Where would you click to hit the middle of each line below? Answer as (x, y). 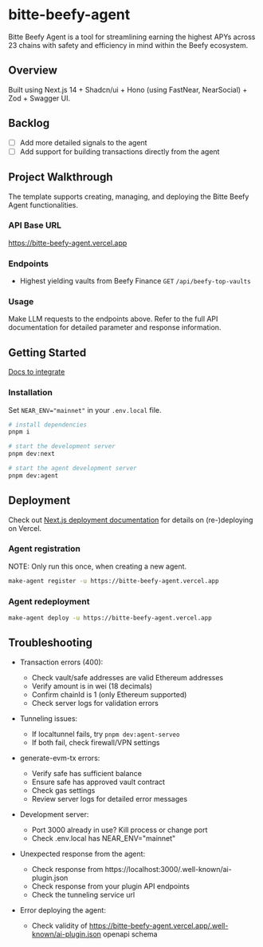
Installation (31, 393)
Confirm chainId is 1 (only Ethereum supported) (109, 694)
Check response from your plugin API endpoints (110, 886)
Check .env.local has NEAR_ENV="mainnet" (104, 838)
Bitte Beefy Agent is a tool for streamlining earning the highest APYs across (132, 37)
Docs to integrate (37, 372)
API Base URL (35, 225)
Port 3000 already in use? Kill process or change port (120, 830)
